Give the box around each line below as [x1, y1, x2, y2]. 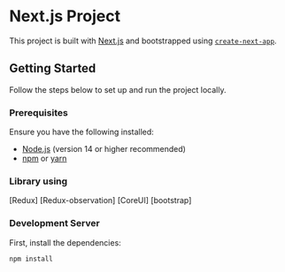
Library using [9, 175, 68, 187]
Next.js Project [9, 6, 121, 26]
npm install [9, 254, 53, 263]
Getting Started [9, 61, 96, 76]
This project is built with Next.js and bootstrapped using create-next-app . [9, 35, 277, 46]
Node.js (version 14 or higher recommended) [21, 144, 186, 155]
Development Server [9, 217, 100, 230]
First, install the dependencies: [9, 237, 121, 248]
